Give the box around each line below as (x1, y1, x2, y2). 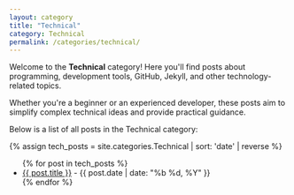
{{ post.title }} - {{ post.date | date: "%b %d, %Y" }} (21, 168, 211, 178)
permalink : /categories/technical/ (9, 37, 141, 47)
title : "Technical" (9, 21, 81, 30)
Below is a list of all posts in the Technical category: (9, 124, 198, 135)
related (9, 80, 35, 91)
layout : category (9, 12, 73, 22)
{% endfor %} (21, 177, 73, 188)
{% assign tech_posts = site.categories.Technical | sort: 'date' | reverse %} (9, 141, 282, 152)
